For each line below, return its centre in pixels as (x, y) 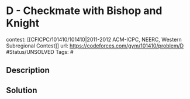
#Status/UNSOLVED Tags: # (40, 52)
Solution (22, 90)
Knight (23, 23)
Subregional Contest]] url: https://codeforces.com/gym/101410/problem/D (95, 46)
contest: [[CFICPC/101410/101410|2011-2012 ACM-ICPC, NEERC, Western (94, 39)
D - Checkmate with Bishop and (84, 11)
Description (28, 71)
